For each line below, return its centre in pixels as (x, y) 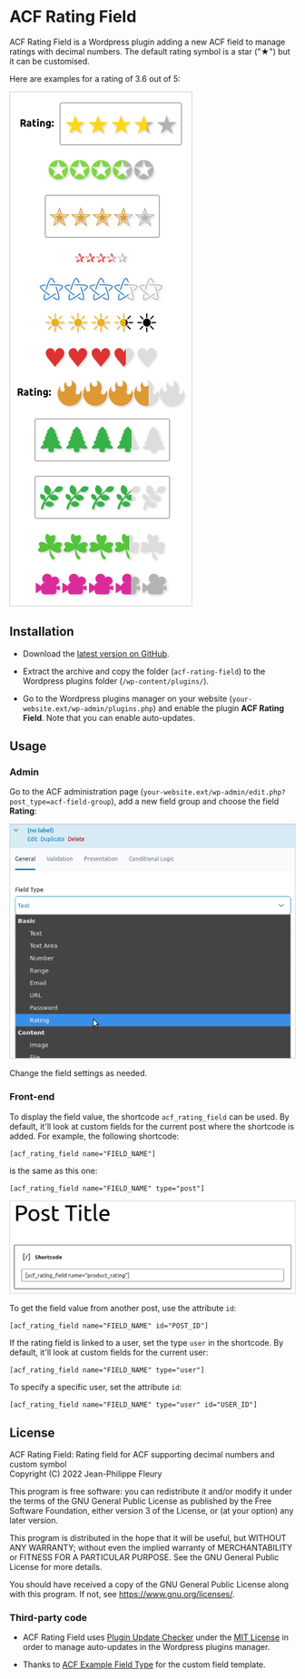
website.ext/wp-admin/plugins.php (88, 709)
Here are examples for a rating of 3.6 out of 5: (95, 78)
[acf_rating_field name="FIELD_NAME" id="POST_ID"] (109, 1326)
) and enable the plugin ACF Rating (218, 708)
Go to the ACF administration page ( (76, 792)
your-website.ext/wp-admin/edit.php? (214, 793)
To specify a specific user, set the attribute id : (96, 1388)
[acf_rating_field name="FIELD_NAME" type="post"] (107, 1188)
